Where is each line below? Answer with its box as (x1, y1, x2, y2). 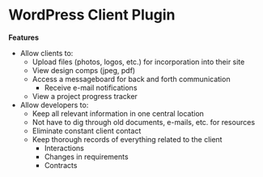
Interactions (44, 143, 85, 153)
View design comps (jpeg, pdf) (32, 65, 136, 75)
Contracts (44, 160, 78, 170)
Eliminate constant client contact (32, 126, 142, 136)
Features (8, 32, 39, 42)
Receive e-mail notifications (44, 83, 138, 93)
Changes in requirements (44, 152, 129, 162)
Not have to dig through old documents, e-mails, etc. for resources (32, 117, 256, 127)
